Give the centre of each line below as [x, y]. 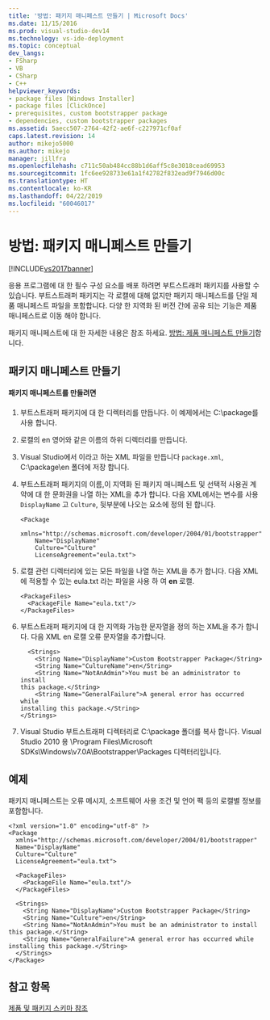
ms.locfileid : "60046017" [52, 204]
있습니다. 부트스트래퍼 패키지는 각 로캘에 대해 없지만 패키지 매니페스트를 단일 [129, 296]
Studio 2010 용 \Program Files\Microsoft [86, 742]
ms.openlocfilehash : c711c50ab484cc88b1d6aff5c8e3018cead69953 [117, 166]
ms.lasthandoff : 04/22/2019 [56, 196]
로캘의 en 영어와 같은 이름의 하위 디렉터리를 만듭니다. [104, 440]
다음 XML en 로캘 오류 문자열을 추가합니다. [99, 637]
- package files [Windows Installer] [72, 99]
